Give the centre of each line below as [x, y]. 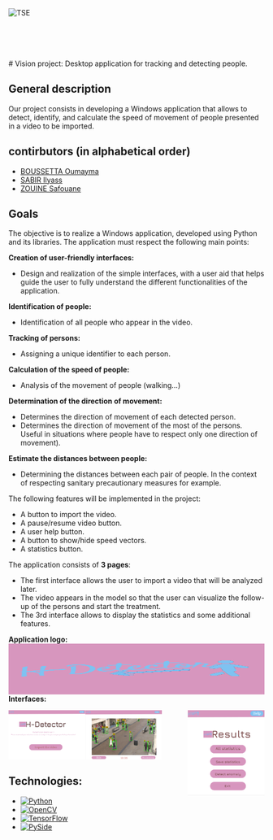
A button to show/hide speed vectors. [83, 541]
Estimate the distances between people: [78, 459]
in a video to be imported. [52, 126]
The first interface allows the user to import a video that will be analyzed [141, 581]
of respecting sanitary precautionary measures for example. [121, 483]
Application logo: [38, 640]
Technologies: [45, 781]
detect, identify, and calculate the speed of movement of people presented [134, 117]
